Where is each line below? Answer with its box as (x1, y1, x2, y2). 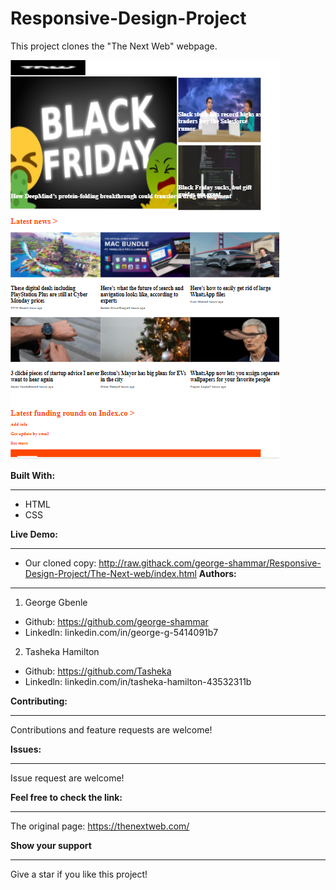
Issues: (10, 743, 42, 755)
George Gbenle (24, 596, 88, 608)
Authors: (198, 567, 237, 579)
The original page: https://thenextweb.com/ (10, 820, 190, 832)
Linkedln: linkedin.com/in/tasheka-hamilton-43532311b (24, 675, 252, 687)
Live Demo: (10, 528, 58, 540)
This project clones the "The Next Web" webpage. (10, 40, 218, 52)
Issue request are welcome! (10, 772, 125, 784)
